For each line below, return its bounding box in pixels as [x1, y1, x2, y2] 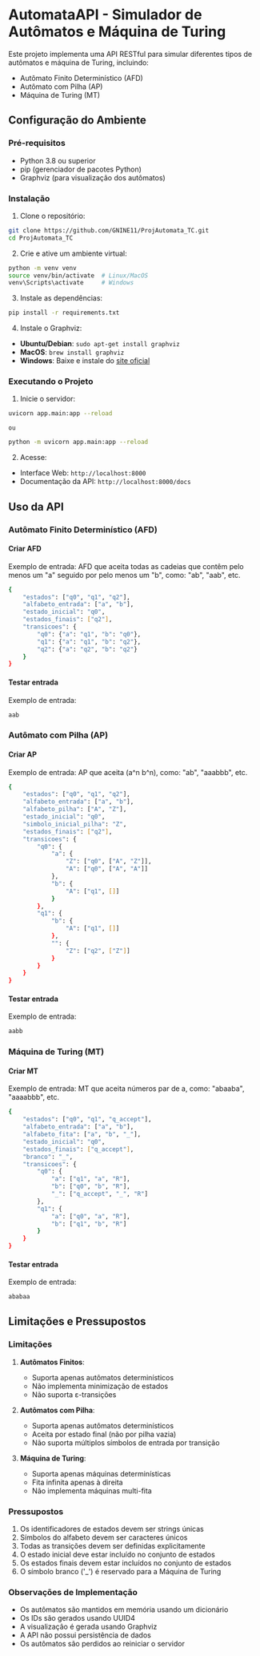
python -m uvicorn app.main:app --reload [8, 438, 149, 446]
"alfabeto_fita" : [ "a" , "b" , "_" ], [22, 1130, 142, 1139]
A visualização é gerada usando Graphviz [19, 1622, 158, 1632]
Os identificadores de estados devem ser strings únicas [19, 1525, 204, 1534]
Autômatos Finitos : [19, 1357, 86, 1367]
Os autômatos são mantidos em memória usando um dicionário [19, 1605, 229, 1614]
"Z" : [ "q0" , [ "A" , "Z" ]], [65, 858, 152, 866]
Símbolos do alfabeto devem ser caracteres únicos [19, 1533, 188, 1542]
